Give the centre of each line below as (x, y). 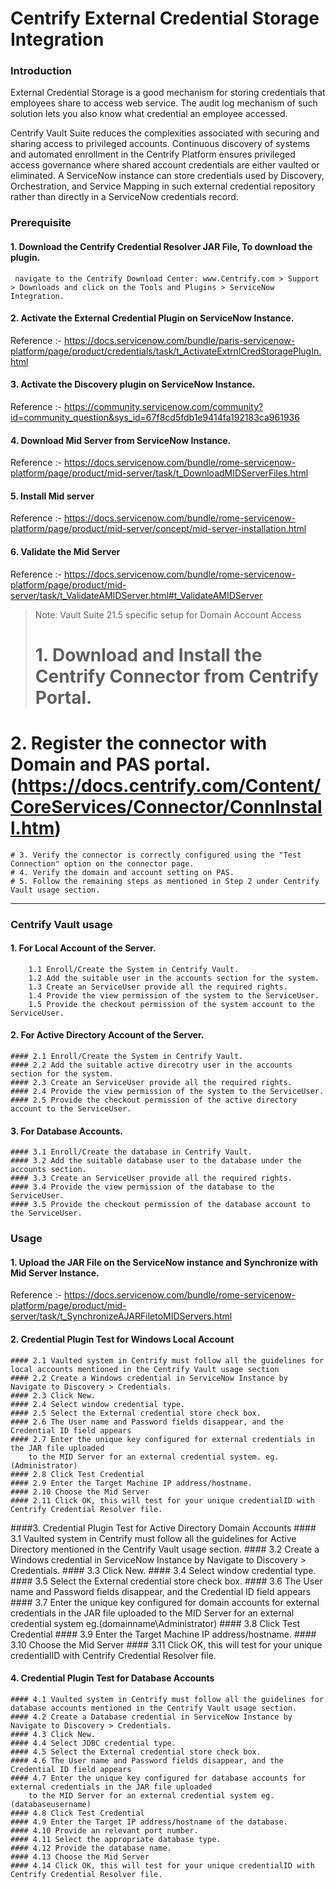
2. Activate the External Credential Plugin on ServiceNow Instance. (152, 318)
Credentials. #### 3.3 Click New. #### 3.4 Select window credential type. (163, 1570)
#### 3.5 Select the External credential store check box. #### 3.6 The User (166, 1581)
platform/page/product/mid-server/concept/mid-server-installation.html (158, 529)
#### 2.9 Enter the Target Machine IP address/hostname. (131, 1483)
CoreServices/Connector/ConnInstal (166, 807)
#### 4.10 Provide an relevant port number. (104, 1830)
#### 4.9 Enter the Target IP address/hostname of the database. (149, 1822)
